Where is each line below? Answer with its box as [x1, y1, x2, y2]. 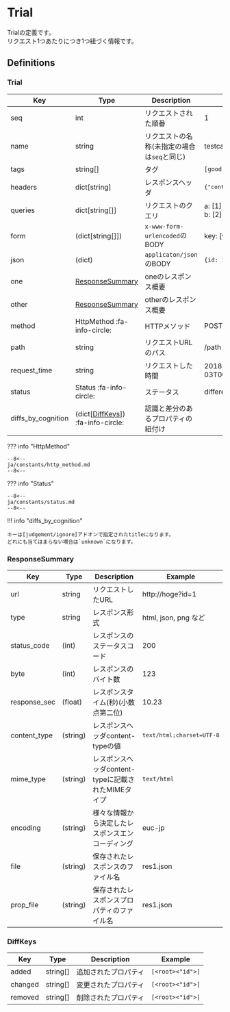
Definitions [7, 57, 55, 69]
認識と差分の [144, 403, 186, 413]
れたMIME [92, 785, 125, 794]
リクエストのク [144, 201, 193, 210]
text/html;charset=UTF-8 [142, 731, 220, 739]
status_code [10, 640, 50, 650]
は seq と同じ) [144, 152, 186, 162]
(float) [62, 697, 82, 707]
